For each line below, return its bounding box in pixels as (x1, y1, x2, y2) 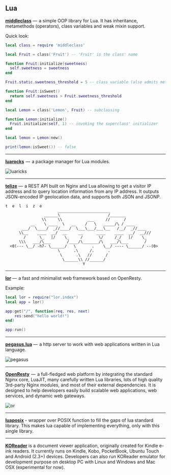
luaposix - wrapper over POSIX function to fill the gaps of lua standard (5, 417, 154, 424)
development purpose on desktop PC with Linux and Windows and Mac (5, 459, 156, 465)
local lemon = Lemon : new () (5, 135, 63, 140)
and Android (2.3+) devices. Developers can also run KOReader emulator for (5, 454, 165, 460)
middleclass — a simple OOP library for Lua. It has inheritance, (5, 17, 138, 23)
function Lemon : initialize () (5, 116, 67, 122)
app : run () (5, 328, 26, 333)
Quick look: (5, 33, 29, 39)
